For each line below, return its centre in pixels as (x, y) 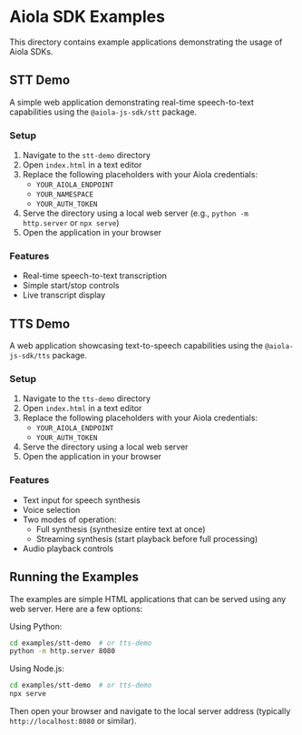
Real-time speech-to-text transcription (95, 276)
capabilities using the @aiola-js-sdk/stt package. (103, 112)
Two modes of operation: (69, 519)
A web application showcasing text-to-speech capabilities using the (136, 346)
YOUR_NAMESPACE (64, 195)
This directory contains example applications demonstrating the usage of (146, 42)
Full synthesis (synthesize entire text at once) (121, 529)
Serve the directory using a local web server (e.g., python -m (136, 213)
